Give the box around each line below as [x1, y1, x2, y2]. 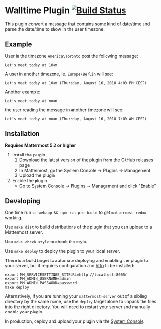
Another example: [5, 89, 41, 95]
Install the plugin [12, 152, 45, 157]
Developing [5, 197, 40, 205]
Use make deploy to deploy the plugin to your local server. [5, 248, 120, 254]
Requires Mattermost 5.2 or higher [5, 142, 76, 148]
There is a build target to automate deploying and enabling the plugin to [5, 258, 148, 263]
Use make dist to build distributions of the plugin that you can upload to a [5, 224, 152, 230]
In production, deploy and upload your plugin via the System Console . [5, 318, 145, 324]
